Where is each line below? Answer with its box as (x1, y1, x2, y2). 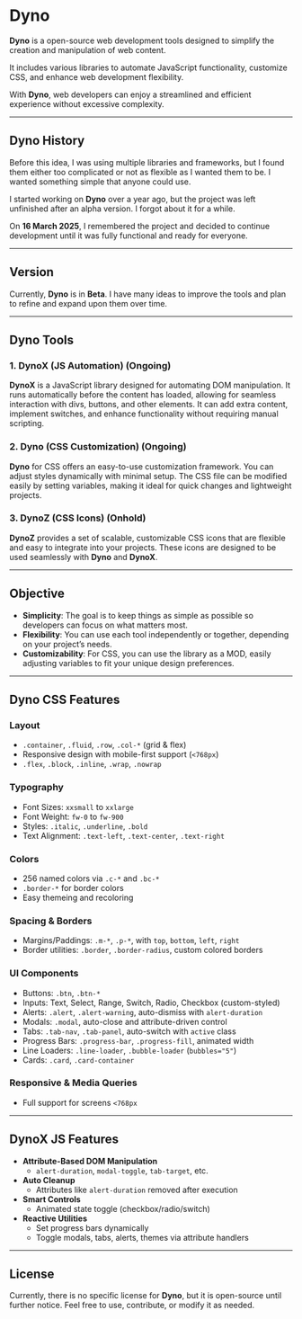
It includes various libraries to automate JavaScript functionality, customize (9, 62, 288, 73)
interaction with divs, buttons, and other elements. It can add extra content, (9, 399, 289, 410)
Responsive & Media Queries (9, 1076, 138, 1089)
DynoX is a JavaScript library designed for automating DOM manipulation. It (9, 379, 290, 391)
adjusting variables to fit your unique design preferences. (22, 657, 235, 668)
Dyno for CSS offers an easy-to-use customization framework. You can (9, 460, 274, 472)
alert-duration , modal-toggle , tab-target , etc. (35, 1165, 209, 1176)
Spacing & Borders (9, 914, 93, 927)
